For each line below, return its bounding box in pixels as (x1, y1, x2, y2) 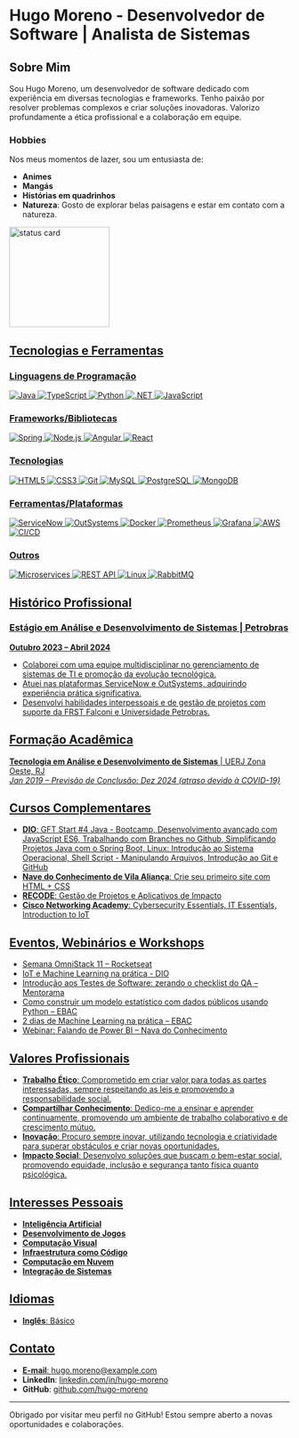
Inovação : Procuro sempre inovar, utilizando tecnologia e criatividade (21, 1132, 278, 1142)
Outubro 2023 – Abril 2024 (9, 642, 111, 653)
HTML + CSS (21, 881, 71, 891)
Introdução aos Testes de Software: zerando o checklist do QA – (21, 978, 258, 988)
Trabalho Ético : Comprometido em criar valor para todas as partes (21, 1075, 267, 1085)
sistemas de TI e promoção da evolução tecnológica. (21, 669, 216, 679)
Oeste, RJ (9, 765, 45, 776)
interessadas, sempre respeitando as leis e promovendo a (21, 1084, 235, 1095)
